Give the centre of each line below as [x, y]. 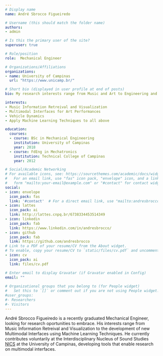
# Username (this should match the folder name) [55, 23]
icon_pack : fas [25, 197]
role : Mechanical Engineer [33, 58]
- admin [13, 32]
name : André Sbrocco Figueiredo [38, 14]
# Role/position [21, 54]
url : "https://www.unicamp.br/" [42, 80]
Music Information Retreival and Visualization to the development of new [77, 328]
